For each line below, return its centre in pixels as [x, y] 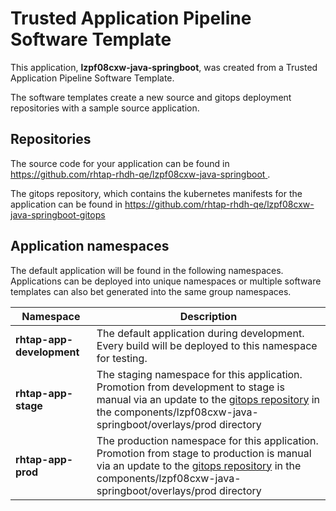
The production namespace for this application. [207, 440]
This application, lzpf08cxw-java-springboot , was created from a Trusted [164, 67]
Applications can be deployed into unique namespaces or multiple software [166, 281]
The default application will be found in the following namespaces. [147, 270]
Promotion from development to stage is [190, 387]
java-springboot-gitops [58, 214]
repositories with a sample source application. [105, 108]
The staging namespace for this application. [199, 374]
